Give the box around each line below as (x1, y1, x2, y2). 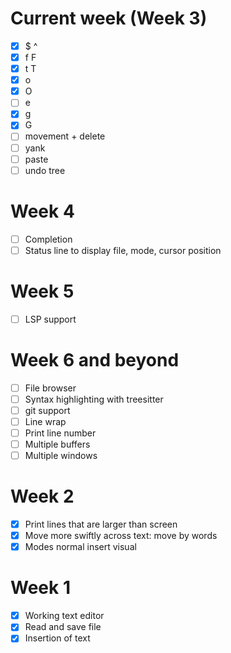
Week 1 (10, 577, 71, 599)
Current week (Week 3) (10, 7, 208, 30)
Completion (24, 233, 73, 245)
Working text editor (24, 610, 105, 622)
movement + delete (24, 130, 106, 142)
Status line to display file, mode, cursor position (24, 244, 222, 256)
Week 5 (10, 280, 75, 302)
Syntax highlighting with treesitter (24, 393, 164, 405)
